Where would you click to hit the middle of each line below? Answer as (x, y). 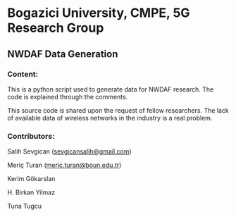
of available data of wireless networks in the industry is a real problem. (110, 118)
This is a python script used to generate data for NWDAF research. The (111, 89)
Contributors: (31, 136)
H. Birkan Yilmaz (31, 192)
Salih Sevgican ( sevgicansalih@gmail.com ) (69, 151)
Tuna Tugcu (25, 206)
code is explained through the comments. (68, 97)
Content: (23, 74)
